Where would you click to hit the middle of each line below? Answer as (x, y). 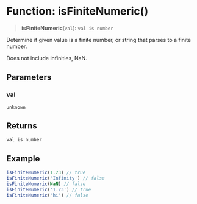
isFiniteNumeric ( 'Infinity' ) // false (56, 178)
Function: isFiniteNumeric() (77, 11)
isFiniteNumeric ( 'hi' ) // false (47, 195)
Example (23, 159)
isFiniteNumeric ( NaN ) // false (46, 184)
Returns (22, 126)
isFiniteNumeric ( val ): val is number (67, 28)
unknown (16, 107)
